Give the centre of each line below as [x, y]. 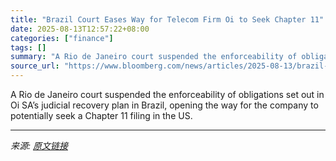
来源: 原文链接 [39, 145]
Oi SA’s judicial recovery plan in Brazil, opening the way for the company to [164, 105]
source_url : [35, 66]
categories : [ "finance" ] [62, 38]
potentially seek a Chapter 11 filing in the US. [101, 115]
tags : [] [28, 47]
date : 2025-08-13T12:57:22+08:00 [80, 29]
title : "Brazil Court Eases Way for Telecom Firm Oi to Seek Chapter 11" [167, 19]
